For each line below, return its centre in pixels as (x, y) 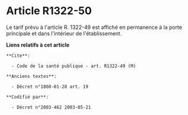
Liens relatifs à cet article (38, 45)
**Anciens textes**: (32, 76)
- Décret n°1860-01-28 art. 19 (50, 87)
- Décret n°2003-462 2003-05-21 (51, 107)
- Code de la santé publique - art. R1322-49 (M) (74, 66)
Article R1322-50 (49, 11)
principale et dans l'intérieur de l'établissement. (64, 33)
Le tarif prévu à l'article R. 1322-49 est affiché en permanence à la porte (94, 27)
